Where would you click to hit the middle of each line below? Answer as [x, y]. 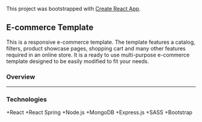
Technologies [26, 100]
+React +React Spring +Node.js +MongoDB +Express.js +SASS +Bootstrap [99, 112]
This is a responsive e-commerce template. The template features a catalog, [101, 42]
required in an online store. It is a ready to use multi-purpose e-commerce [98, 55]
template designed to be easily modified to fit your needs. [78, 61]
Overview [21, 76]
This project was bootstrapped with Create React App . [74, 9]
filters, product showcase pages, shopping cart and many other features [96, 48]
